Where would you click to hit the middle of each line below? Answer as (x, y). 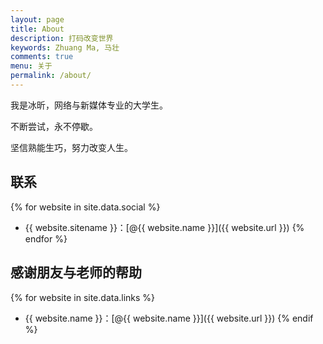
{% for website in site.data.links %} (83, 297)
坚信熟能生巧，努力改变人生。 (71, 147)
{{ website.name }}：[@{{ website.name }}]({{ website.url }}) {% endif (169, 318)
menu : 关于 (31, 66)
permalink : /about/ (51, 76)
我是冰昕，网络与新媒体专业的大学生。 (89, 105)
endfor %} (46, 238)
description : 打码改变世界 (62, 38)
